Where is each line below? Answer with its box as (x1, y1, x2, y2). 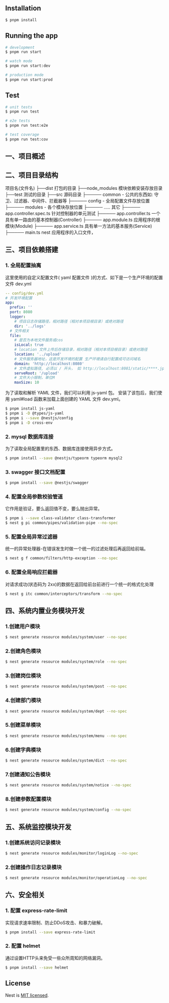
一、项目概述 (5, 152, 45, 161)
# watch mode (5, 59, 33, 64)
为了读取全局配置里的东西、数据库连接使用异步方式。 (5, 445, 116, 452)
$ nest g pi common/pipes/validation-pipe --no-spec (5, 520, 118, 526)
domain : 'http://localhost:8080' (14, 361, 84, 366)
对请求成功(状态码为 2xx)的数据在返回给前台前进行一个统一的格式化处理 (5, 581, 154, 587)
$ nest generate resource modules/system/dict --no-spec (5, 758, 127, 763)
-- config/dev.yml (5, 290, 44, 296)
